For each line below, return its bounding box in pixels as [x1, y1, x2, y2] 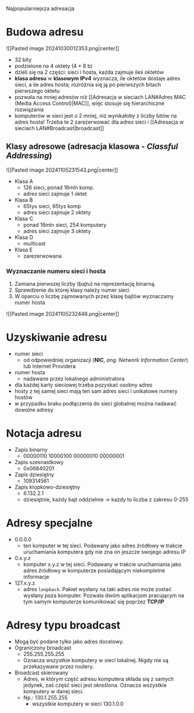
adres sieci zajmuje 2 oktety [23, 209, 91, 216]
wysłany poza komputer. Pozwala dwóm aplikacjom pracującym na [23, 592, 185, 599]
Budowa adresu [6, 26, 84, 39]
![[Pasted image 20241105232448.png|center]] [6, 311, 120, 318]
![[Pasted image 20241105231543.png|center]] [6, 166, 118, 173]
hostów [14, 394, 33, 401]
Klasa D [14, 234, 33, 241]
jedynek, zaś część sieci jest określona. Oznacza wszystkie [23, 681, 167, 688]
